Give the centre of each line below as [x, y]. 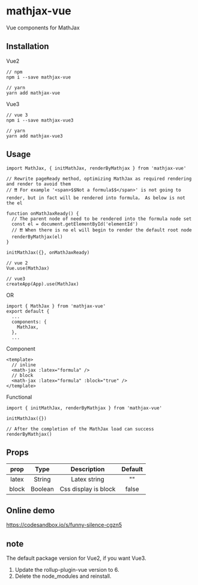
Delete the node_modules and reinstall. [63, 576]
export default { [28, 311]
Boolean [42, 489]
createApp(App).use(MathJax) [43, 284]
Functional [19, 397]
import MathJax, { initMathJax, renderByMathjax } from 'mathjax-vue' [96, 168]
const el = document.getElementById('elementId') [75, 224]
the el [14, 203]
